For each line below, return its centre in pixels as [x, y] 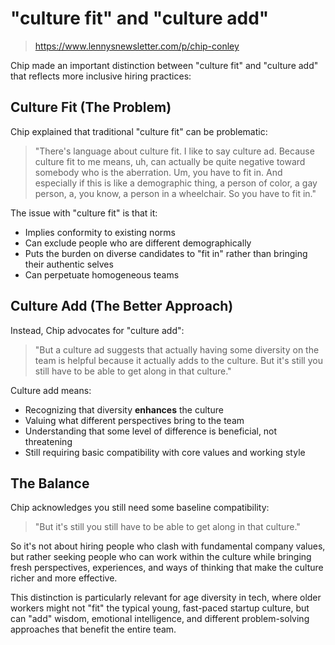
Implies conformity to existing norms [100, 232]
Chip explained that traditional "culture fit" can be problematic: [139, 131]
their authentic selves [69, 264]
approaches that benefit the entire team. [93, 629]
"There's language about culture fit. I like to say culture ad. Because [174, 151]
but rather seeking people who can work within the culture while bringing [161, 557]
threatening [48, 441]
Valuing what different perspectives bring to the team [134, 420]
